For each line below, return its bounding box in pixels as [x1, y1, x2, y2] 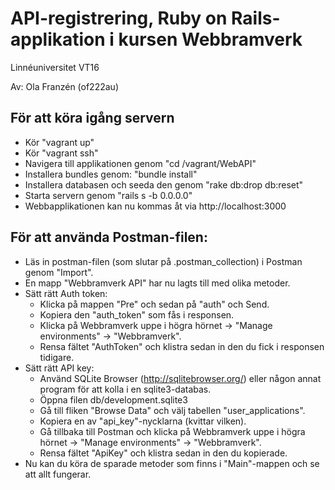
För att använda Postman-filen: [10, 229, 208, 246]
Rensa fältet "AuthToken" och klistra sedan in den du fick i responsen [39, 340, 325, 352]
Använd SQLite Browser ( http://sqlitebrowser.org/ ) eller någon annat [39, 372, 322, 384]
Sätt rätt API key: [24, 362, 95, 374]
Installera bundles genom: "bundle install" [24, 168, 198, 180]
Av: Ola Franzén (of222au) [10, 80, 119, 92]
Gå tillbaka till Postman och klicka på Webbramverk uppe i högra [39, 425, 306, 437]
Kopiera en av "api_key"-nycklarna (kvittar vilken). [39, 415, 247, 427]
